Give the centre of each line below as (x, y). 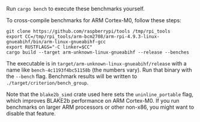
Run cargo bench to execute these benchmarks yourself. (76, 9)
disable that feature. (31, 113)
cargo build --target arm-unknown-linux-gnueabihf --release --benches (98, 52)
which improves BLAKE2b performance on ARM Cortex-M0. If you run (93, 101)
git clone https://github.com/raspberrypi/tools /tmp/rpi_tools (88, 31)
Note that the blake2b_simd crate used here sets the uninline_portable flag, (100, 94)
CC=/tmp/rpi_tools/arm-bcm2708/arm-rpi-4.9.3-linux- (92, 37)
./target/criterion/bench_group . (47, 83)
